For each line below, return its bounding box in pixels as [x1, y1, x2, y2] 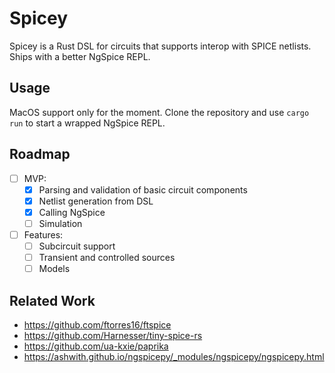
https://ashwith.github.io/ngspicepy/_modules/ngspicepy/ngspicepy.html [23, 350, 325, 362]
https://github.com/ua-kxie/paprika [23, 340, 169, 352]
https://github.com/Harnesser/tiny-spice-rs [23, 329, 203, 341]
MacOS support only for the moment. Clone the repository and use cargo [9, 106, 310, 118]
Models [38, 263, 71, 275]
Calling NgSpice [38, 206, 106, 218]
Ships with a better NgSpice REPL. [9, 50, 151, 62]
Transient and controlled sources [38, 252, 176, 263]
